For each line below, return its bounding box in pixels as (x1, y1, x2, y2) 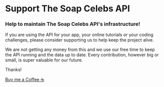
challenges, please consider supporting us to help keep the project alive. (5, 37, 154, 43)
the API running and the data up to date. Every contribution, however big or (5, 52, 159, 58)
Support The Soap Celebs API (5, 3, 130, 14)
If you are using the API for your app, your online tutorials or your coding (5, 32, 154, 38)
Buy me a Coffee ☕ (5, 77, 45, 83)
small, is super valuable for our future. (5, 57, 83, 63)
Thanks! (5, 67, 22, 73)
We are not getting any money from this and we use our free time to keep (5, 46, 155, 52)
